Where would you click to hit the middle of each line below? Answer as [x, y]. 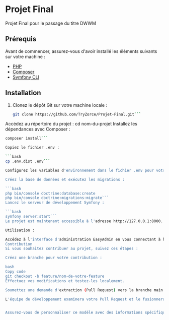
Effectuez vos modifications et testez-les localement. [65, 281]
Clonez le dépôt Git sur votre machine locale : [60, 105]
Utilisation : [20, 230]
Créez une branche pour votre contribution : [54, 258]
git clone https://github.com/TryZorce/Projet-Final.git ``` [77, 114]
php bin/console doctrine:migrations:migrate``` [57, 198]
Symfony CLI [26, 77]
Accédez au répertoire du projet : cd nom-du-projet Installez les [71, 124]
